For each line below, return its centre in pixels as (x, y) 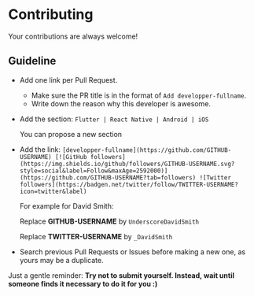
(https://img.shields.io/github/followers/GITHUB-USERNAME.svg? (127, 164)
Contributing (51, 15)
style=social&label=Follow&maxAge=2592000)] (94, 171)
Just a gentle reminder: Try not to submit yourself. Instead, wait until (121, 275)
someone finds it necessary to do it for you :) (83, 283)
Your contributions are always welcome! (73, 36)
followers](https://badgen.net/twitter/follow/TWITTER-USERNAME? (129, 184)
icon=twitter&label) (53, 191)
